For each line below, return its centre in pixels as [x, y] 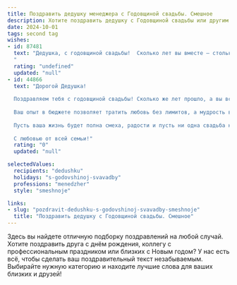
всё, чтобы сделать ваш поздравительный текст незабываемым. [105, 259]
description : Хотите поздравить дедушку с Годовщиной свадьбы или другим [118, 20]
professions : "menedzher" [52, 184]
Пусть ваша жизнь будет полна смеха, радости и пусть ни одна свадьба [120, 125]
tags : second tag [33, 34]
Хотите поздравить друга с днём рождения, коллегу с [89, 244]
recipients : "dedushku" [48, 171]
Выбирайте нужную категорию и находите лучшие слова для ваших [110, 266]
